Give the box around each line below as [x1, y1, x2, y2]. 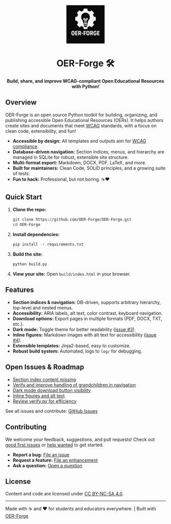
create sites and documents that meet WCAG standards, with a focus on [5, 122, 157, 129]
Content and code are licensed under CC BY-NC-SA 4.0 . [5, 491, 124, 497]
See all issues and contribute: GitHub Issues [5, 408, 98, 414]
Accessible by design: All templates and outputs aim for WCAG [12, 138, 147, 144]
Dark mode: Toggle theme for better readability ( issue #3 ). [12, 326, 136, 332]
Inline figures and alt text [12, 392, 65, 398]
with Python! [71, 83, 100, 89]
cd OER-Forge [12, 222, 41, 228]
